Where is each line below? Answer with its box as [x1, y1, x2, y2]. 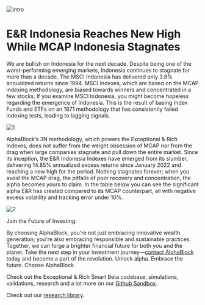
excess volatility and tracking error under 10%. [6, 194, 124, 201]
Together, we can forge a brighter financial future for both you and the [6, 242, 183, 249]
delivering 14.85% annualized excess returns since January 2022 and [6, 161, 182, 169]
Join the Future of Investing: [6, 217, 77, 225]
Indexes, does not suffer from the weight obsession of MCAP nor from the [6, 142, 192, 149]
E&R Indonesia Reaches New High [6, 27, 181, 41]
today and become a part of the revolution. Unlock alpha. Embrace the [6, 254, 183, 262]
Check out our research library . [6, 291, 85, 298]
